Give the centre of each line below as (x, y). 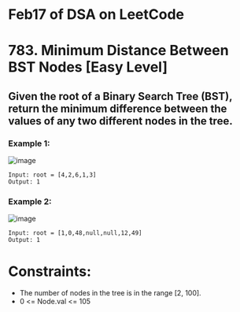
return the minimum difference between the (118, 108)
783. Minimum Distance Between (119, 51)
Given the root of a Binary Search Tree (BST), (120, 96)
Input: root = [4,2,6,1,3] (52, 175)
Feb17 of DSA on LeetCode (96, 15)
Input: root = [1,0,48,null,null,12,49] (76, 233)
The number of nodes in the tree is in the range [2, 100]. (111, 293)
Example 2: (30, 201)
